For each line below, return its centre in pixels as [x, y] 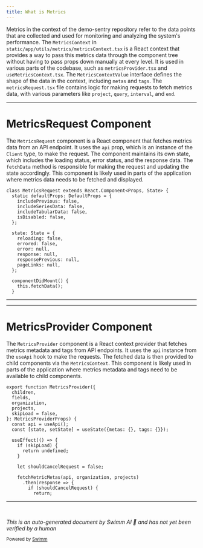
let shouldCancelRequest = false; [60, 467]
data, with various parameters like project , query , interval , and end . [91, 93]
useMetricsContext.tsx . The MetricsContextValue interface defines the [94, 74]
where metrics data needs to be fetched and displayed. [75, 179]
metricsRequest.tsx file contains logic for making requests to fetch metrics [99, 87]
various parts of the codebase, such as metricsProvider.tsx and [87, 68]
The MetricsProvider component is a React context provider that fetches [97, 343]
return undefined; [45, 451]
